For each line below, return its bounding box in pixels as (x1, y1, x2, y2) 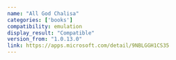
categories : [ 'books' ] (7, 17, 73, 23)
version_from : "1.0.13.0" (7, 36, 82, 43)
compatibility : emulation (7, 23, 82, 30)
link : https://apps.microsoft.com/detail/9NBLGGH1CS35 (7, 42, 170, 49)
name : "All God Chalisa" (7, 10, 79, 17)
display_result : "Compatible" (7, 29, 95, 37)
